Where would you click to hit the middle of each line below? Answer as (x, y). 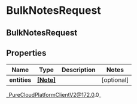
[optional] (115, 80)
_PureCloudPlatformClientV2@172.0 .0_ (54, 95)
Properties (26, 53)
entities (20, 80)
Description (79, 70)
